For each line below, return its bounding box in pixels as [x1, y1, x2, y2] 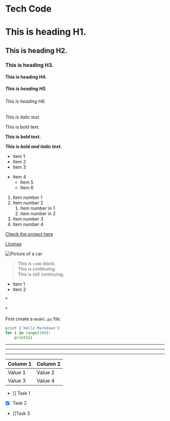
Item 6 [20, 184, 34, 190]
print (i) [14, 335, 33, 340]
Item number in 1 [20, 205, 55, 211]
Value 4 [36, 377, 55, 385]
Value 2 [36, 369, 55, 376]
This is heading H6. [5, 98, 46, 104]
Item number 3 [12, 216, 44, 222]
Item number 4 [12, 221, 44, 227]
